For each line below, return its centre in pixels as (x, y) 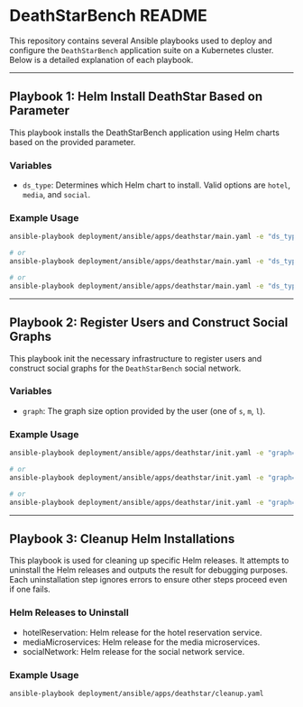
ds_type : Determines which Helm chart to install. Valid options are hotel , (156, 185)
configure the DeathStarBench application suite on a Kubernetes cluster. (142, 50)
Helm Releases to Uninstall (69, 612)
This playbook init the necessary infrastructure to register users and (136, 358)
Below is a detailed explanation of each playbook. (101, 60)
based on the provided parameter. (73, 142)
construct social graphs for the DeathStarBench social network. (125, 368)
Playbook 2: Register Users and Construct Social (149, 322)
